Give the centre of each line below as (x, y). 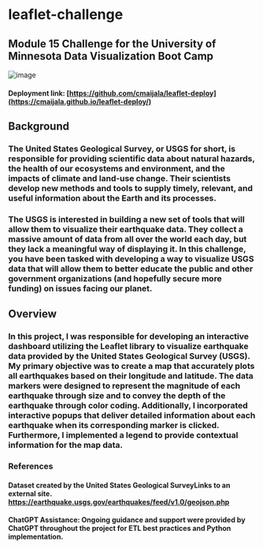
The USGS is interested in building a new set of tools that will (127, 219)
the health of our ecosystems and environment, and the (117, 168)
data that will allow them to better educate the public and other (131, 269)
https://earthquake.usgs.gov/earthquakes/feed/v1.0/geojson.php (119, 502)
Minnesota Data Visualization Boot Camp (111, 56)
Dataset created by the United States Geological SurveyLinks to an (119, 485)
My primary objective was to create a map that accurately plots (131, 367)
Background (39, 126)
